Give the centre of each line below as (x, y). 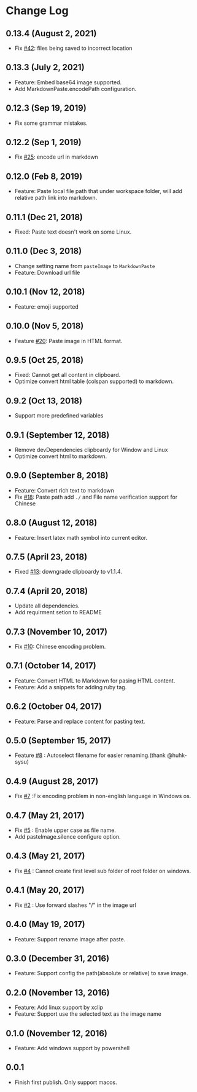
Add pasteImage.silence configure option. (68, 837)
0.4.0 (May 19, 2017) (45, 924)
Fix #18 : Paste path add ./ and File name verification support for (96, 497)
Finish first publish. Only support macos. (66, 1082)
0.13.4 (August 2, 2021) (51, 34)
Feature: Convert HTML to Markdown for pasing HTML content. (95, 681)
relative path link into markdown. (56, 198)
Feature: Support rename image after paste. (70, 939)
